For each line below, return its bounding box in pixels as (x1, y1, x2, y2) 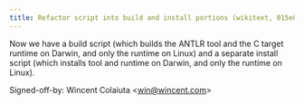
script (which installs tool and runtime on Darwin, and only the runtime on (9, 57, 283, 68)
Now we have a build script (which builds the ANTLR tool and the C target (9, 38, 284, 49)
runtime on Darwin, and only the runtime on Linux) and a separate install (9, 47, 279, 59)
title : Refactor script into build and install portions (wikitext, (9, 13, 273, 23)
